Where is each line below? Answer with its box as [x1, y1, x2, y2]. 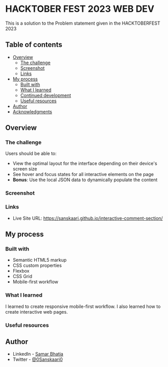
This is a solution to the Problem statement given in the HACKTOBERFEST [5, 20, 160, 26]
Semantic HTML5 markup [12, 257, 67, 263]
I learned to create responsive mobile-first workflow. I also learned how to [5, 303, 161, 310]
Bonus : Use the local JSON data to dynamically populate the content [12, 177, 158, 183]
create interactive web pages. [5, 308, 68, 315]
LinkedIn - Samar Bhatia [12, 351, 64, 357]
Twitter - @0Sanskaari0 [12, 356, 63, 362]
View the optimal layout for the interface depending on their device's [12, 160, 157, 167]
